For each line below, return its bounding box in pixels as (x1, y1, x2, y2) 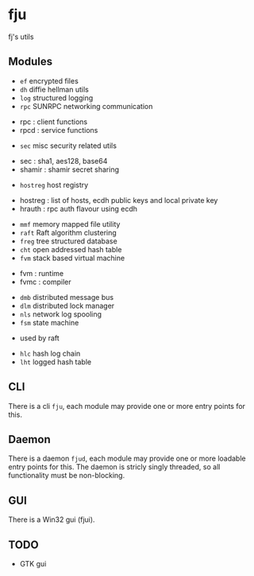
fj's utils (8, 32, 34, 41)
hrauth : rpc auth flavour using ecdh (19, 204, 137, 213)
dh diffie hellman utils (19, 84, 89, 94)
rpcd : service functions (19, 125, 98, 134)
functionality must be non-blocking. (8, 471, 125, 481)
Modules (8, 55, 53, 68)
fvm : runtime (19, 268, 64, 278)
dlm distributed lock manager (19, 301, 115, 310)
